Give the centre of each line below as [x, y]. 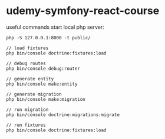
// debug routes [26, 63]
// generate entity [30, 79]
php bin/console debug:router [43, 69]
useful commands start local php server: [55, 27]
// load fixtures [27, 48]
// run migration [27, 110]
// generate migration [34, 94]
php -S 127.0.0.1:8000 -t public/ [49, 38]
